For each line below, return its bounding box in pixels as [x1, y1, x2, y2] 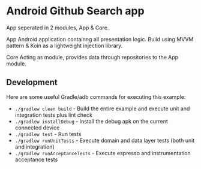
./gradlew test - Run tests [14, 130, 82, 137]
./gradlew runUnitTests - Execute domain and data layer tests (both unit [14, 137, 195, 144]
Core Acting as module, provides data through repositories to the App [6, 53, 179, 61]
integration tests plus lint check [14, 111, 93, 118]
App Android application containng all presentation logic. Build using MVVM [6, 35, 194, 43]
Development [6, 77, 58, 87]
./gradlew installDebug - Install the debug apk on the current [14, 117, 168, 125]
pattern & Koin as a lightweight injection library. [6, 42, 123, 49]
